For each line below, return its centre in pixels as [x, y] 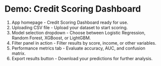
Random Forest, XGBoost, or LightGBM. [51, 38]
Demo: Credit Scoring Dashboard [73, 9]
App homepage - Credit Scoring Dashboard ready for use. [70, 22]
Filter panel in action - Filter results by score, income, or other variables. [84, 43]
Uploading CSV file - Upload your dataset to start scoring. [70, 27]
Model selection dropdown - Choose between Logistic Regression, [79, 33]
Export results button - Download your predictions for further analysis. [82, 58]
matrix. [18, 53]
